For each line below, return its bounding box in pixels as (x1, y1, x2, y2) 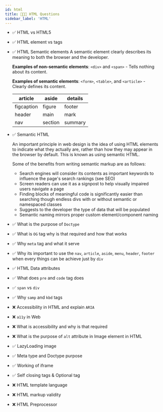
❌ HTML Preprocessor (12, 402, 57, 408)
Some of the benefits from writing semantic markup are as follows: (12, 161, 146, 167)
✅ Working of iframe (12, 363, 54, 369)
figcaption (14, 103, 38, 110)
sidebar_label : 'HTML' (5, 16, 51, 21)
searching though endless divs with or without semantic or (19, 197, 137, 202)
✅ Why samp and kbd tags (12, 295, 63, 301)
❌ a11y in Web (12, 314, 41, 320)
